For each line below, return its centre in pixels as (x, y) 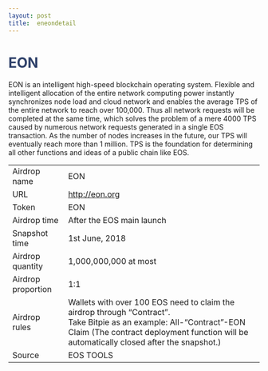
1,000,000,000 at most (112, 261)
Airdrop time (35, 221)
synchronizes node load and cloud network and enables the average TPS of (133, 102)
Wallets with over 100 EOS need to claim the (151, 302)
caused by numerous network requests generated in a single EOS (116, 127)
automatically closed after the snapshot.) (144, 342)
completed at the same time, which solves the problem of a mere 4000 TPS (132, 119)
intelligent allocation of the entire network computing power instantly (121, 94)
